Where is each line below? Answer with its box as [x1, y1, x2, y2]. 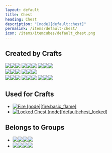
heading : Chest [5, 17, 37, 22]
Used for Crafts [5, 90, 54, 99]
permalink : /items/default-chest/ [5, 26, 78, 31]
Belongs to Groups [5, 123, 65, 132]
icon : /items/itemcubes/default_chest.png [5, 31, 95, 36]
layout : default [5, 7, 39, 13]
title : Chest [5, 12, 33, 17]
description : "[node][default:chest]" [5, 21, 86, 27]
